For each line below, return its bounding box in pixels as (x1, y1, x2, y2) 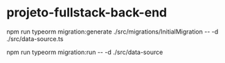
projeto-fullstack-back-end (6, 5, 168, 21)
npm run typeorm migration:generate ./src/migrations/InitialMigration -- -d (6, 27, 219, 36)
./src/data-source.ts (6, 34, 64, 42)
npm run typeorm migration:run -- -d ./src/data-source (6, 48, 163, 56)
